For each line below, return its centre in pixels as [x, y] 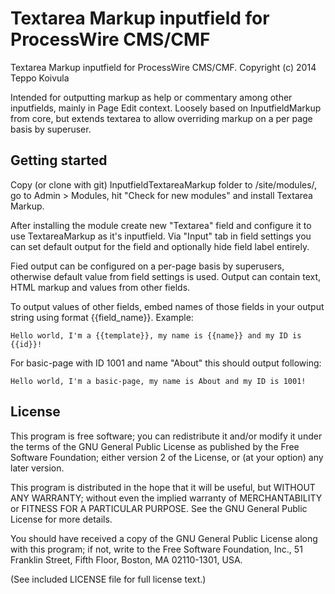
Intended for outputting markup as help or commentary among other [151, 97]
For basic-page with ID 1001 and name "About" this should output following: [166, 363]
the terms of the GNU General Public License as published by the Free [155, 446]
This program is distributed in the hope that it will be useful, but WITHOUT [163, 487]
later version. [37, 468]
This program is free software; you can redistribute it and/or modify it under [166, 436]
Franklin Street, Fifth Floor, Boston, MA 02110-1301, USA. [126, 559]
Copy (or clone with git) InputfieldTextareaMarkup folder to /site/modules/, [164, 184]
